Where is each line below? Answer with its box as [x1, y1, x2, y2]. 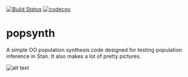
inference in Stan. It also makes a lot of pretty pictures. [6, 53, 142, 60]
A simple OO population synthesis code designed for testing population [6, 46, 183, 53]
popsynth [6, 27, 56, 40]
